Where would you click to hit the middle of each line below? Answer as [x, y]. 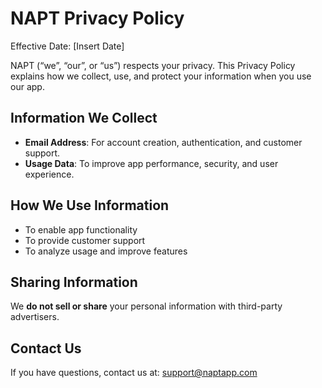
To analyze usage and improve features [106, 251]
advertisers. [35, 317]
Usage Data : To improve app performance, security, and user [151, 163]
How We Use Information [90, 205]
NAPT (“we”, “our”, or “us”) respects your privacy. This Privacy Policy [153, 65]
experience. [49, 174]
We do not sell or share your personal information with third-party [146, 306]
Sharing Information [74, 282]
